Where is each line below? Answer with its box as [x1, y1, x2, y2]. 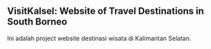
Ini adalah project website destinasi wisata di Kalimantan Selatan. [7, 34, 192, 42]
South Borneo [7, 16, 67, 28]
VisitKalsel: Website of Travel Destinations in [7, 5, 204, 17]
